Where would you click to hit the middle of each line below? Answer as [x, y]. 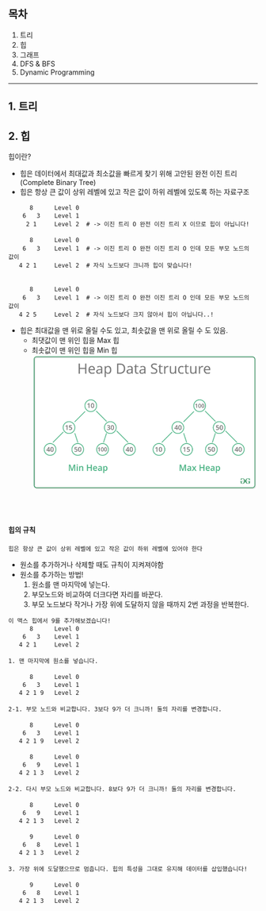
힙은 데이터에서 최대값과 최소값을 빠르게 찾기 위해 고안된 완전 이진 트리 [128, 174]
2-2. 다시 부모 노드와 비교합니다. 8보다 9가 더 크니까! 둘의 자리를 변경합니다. [122, 789]
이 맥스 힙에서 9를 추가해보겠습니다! [60, 621]
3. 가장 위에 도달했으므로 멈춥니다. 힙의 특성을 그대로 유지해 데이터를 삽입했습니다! [128, 869]
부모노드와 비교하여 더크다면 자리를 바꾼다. [97, 595]
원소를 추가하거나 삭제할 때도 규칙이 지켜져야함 [91, 565]
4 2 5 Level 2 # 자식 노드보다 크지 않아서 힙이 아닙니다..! [116, 315]
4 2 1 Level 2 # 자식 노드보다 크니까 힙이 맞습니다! [105, 266]
